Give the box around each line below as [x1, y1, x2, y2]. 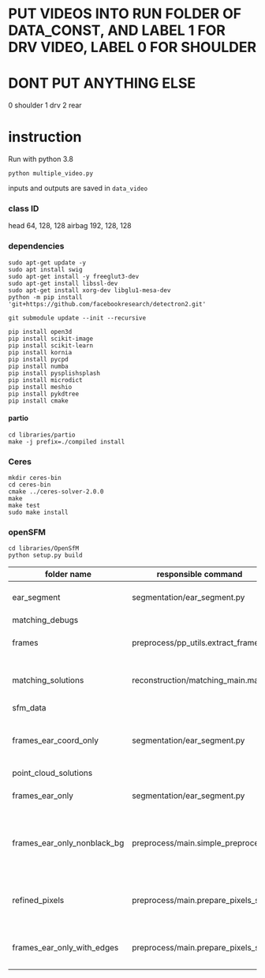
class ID [8, 203, 39, 214]
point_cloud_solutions [12, 767, 93, 778]
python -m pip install [8, 293, 83, 301]
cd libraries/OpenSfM [8, 545, 80, 553]
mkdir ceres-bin [8, 474, 62, 482]
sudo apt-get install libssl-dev [8, 279, 118, 287]
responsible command [156, 569, 243, 580]
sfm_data [12, 703, 47, 714]
